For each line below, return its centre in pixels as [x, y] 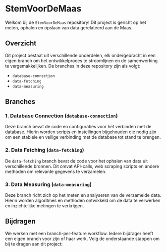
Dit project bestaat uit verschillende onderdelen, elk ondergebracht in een [81, 55]
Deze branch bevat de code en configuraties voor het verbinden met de [78, 127]
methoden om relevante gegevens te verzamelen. [56, 171]
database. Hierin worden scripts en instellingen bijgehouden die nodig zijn [81, 132]
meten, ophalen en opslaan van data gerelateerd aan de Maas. [69, 27]
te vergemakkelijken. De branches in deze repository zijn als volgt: [73, 66]
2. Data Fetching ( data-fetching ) [45, 150]
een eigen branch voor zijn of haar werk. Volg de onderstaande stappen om [83, 239]
